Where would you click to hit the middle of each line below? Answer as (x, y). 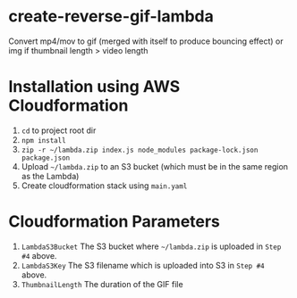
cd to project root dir (59, 130)
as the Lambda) (50, 176)
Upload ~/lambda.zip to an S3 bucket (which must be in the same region (154, 166)
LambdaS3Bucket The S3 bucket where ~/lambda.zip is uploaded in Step (151, 246)
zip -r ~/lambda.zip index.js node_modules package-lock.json (140, 150)
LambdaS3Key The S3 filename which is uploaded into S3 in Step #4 (143, 265)
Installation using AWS (94, 87)
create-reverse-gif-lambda (111, 17)
